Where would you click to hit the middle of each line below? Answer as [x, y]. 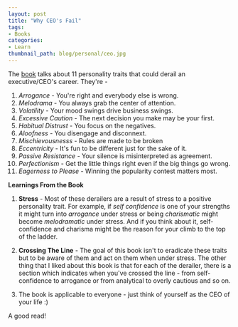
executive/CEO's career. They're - [58, 81]
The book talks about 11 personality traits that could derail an [97, 74]
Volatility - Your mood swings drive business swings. [96, 110]
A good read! [27, 316]
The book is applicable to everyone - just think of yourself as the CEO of [124, 294]
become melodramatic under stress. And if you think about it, [108, 221]
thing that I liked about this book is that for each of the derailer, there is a [125, 265]
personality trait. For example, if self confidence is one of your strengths [124, 206]
